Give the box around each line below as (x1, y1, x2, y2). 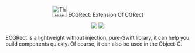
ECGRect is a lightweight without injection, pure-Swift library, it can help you (5, 35, 190, 41)
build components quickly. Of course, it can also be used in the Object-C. (5, 40, 183, 47)
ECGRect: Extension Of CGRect (68, 12, 144, 18)
